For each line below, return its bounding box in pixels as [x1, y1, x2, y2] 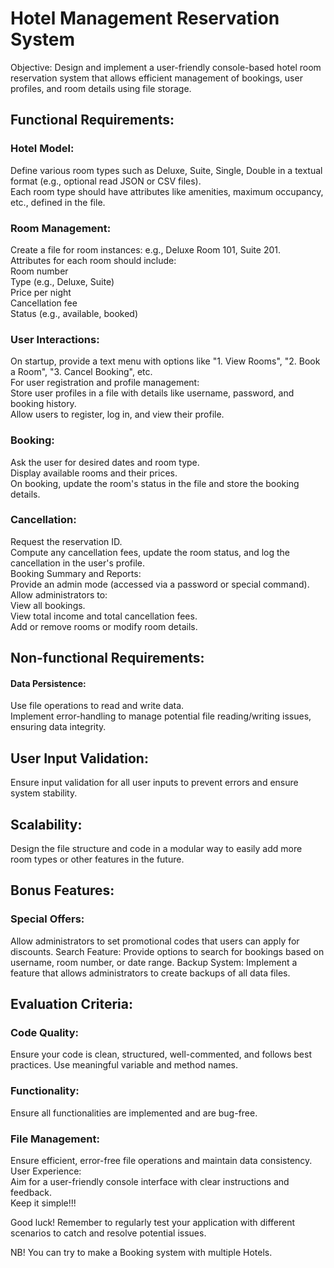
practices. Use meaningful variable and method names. [10, 1059, 239, 1071]
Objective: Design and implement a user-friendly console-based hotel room [10, 61, 322, 73]
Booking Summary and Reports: [10, 567, 142, 579]
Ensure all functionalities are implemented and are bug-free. [10, 1107, 258, 1119]
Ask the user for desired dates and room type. [10, 456, 200, 468]
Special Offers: [10, 912, 85, 926]
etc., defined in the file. [10, 196, 106, 208]
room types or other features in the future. [10, 853, 185, 866]
